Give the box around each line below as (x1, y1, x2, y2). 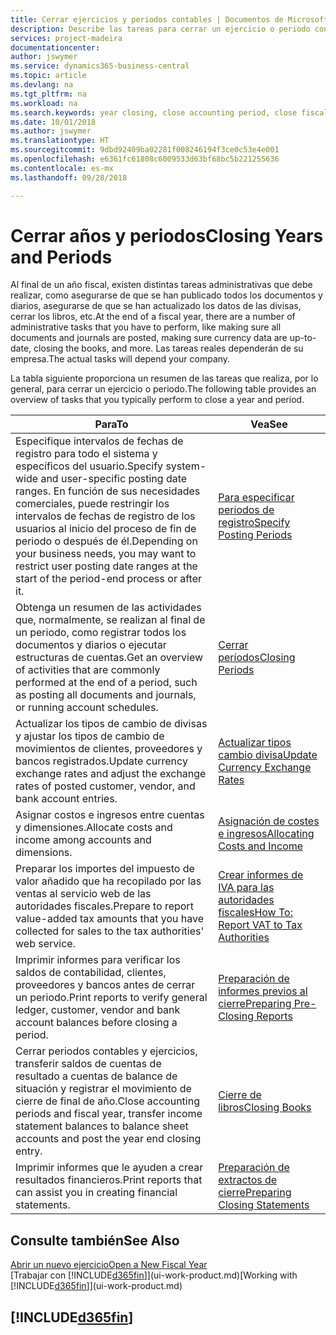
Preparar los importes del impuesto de (15, 862, 195, 876)
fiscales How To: (218, 906, 293, 920)
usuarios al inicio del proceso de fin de (15, 522, 197, 536)
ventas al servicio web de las (15, 887, 152, 901)
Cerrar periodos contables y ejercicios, (15, 1044, 198, 1058)
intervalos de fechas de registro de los (15, 509, 196, 523)
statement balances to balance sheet (15, 1119, 189, 1133)
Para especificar (218, 491, 295, 505)
